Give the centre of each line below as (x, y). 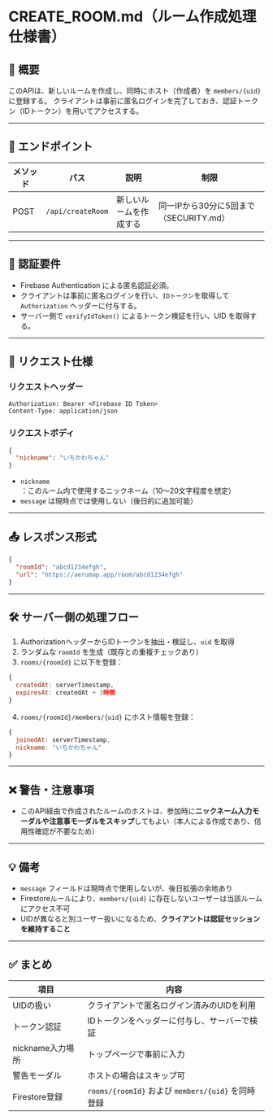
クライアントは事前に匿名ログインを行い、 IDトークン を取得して (125, 295)
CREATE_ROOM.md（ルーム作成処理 (132, 17)
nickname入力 (39, 1048)
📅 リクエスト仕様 (51, 362)
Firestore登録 (38, 1096)
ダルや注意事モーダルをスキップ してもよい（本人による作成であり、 (141, 821)
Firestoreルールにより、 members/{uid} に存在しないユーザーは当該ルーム (141, 898)
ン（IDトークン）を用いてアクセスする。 (76, 111)
